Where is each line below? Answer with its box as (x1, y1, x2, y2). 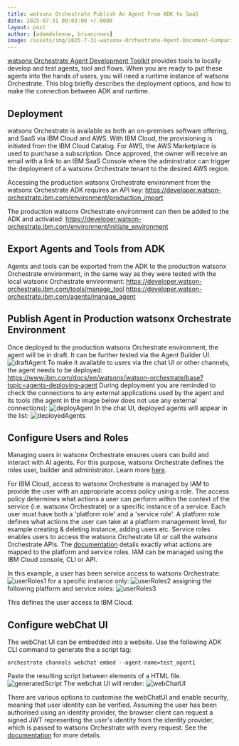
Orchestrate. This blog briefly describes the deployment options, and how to (7, 79, 231, 88)
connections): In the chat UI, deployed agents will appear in (7, 404, 228, 412)
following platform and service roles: (7, 584, 115, 593)
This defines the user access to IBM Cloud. (7, 598, 134, 607)
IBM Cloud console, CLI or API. (7, 556, 98, 564)
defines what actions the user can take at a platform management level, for (7, 518, 228, 526)
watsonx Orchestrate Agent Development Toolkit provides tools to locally (7, 56, 221, 65)
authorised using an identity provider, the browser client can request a (7, 708, 213, 717)
